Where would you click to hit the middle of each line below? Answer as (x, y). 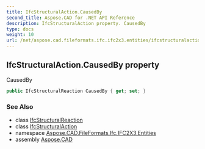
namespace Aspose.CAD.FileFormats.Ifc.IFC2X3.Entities (86, 133)
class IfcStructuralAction (46, 126)
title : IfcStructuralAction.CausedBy (54, 12)
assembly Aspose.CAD (44, 139)
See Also (20, 106)
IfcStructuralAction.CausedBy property (83, 65)
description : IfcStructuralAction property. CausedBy (76, 23)
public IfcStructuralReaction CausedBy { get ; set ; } (76, 91)
